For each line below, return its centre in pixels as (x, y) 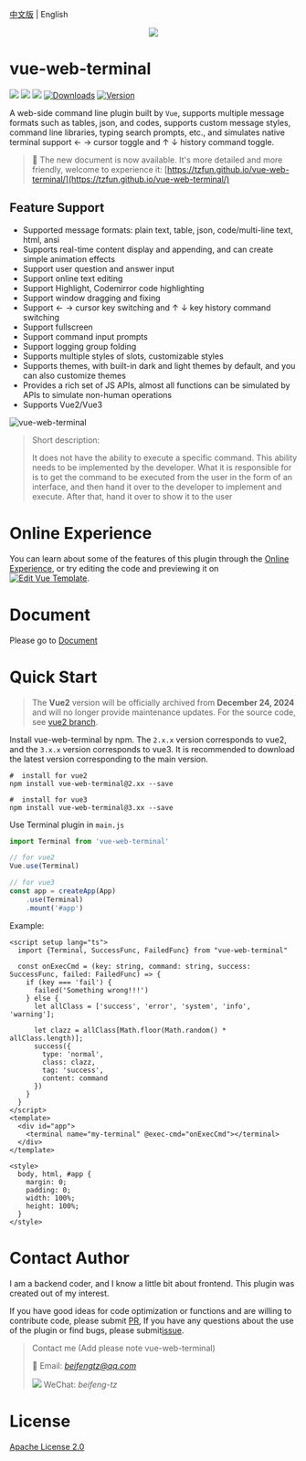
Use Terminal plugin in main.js (67, 825)
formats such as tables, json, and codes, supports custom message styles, (150, 122)
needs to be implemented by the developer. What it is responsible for (162, 467)
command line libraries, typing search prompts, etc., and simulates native (148, 132)
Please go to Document (53, 640)
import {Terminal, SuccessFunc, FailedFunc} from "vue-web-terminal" (153, 950)
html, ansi (41, 239)
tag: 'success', (73, 1070)
